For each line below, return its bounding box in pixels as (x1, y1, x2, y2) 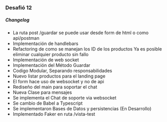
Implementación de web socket (12, 57, 79, 63)
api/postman (12, 35, 39, 41)
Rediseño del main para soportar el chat (12, 84, 97, 90)
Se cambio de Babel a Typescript (12, 100, 83, 106)
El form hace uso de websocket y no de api (12, 78, 104, 84)
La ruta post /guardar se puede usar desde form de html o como (12, 30, 149, 36)
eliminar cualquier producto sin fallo (12, 51, 89, 57)
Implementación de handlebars (12, 40, 78, 46)
